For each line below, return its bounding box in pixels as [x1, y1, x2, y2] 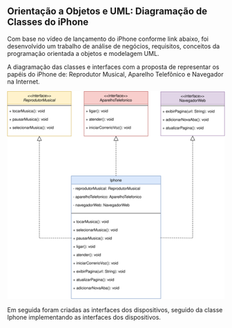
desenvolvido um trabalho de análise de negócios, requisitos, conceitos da [7, 41, 220, 50]
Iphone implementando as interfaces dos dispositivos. [7, 313, 161, 322]
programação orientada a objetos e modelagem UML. [7, 49, 159, 57]
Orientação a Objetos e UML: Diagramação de [7, 6, 208, 17]
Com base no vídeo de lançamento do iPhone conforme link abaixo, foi [7, 35, 209, 43]
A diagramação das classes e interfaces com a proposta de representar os [7, 62, 220, 71]
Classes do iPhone [7, 17, 89, 28]
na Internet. [7, 77, 40, 86]
